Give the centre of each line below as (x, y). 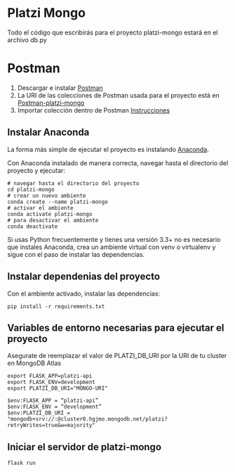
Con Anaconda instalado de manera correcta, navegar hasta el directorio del (118, 162)
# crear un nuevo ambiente (47, 196)
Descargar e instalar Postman (60, 88)
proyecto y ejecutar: (36, 170)
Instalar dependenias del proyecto (83, 277)
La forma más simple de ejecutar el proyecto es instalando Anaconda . (108, 149)
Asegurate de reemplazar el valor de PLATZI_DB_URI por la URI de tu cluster (117, 356)
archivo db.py (27, 39)
